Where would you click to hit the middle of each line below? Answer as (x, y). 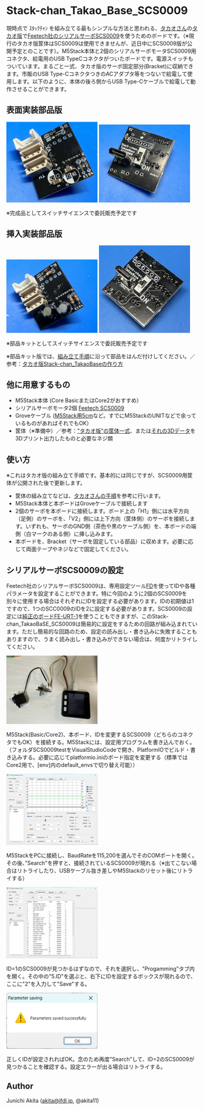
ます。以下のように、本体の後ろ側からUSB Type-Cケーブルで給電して (104, 81)
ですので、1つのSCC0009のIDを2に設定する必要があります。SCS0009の (97, 609)
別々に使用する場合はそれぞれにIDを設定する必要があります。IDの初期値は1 (100, 601)
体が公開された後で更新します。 (46, 483)
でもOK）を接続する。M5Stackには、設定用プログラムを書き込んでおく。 (103, 742)
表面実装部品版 (34, 110)
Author (20, 1086)
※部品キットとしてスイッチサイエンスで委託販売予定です (77, 343)
